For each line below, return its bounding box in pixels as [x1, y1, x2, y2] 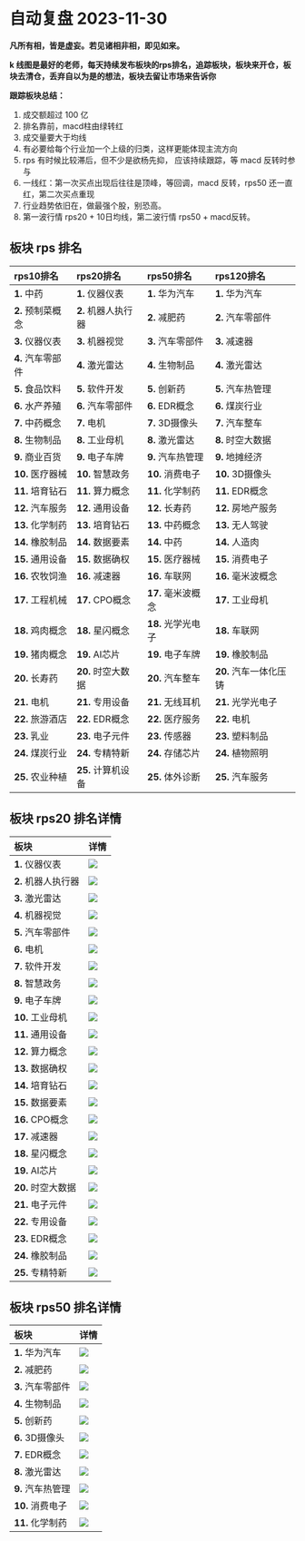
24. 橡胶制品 [14, 1249, 68, 1261]
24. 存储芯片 [146, 746, 202, 759]
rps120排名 [214, 270, 266, 282]
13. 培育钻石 [76, 518, 130, 531]
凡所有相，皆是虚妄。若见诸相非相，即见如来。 [9, 40, 184, 51]
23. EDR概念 [14, 1232, 67, 1244]
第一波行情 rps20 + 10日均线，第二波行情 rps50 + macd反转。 [22, 211, 256, 222]
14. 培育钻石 [14, 1079, 68, 1092]
